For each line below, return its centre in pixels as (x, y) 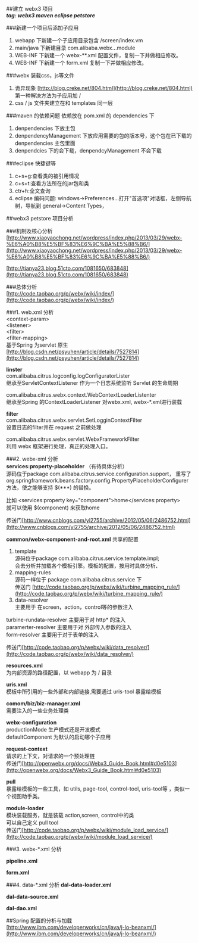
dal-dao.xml (22, 908)
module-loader (25, 808)
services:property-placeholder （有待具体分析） (67, 466)
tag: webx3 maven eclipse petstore (51, 15)
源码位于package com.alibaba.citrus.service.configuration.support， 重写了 (99, 474)
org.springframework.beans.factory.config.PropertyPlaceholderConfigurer (98, 480)
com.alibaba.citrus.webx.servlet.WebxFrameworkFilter (73, 439)
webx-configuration (32, 722)
